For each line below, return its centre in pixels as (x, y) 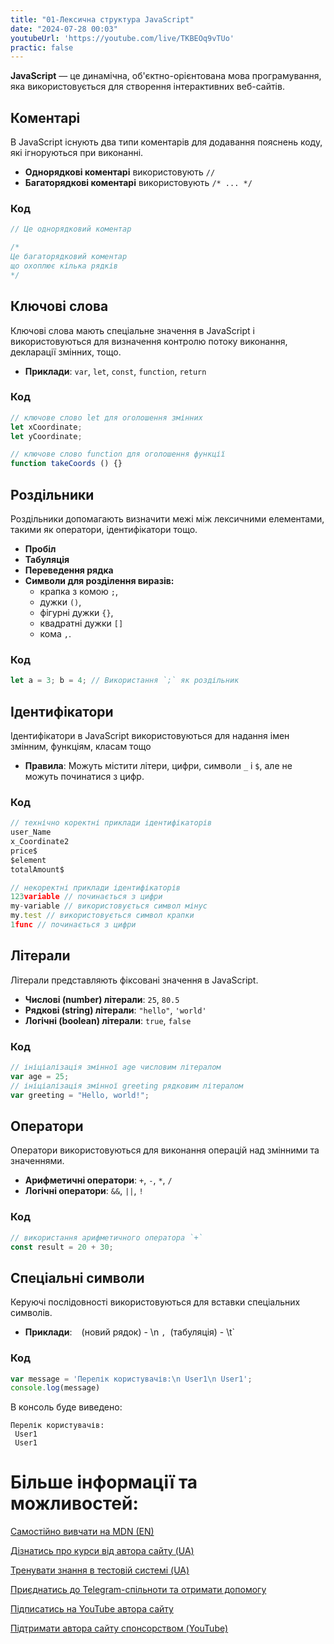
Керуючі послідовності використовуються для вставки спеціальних (155, 1302)
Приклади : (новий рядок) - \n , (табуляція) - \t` (130, 1332)
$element (28, 860)
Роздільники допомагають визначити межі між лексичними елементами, (167, 519)
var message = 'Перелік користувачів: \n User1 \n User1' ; (131, 1379)
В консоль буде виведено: (66, 1407)
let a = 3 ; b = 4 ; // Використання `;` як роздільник (125, 681)
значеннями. (37, 1161)
